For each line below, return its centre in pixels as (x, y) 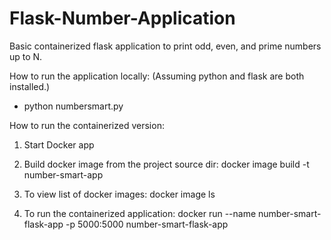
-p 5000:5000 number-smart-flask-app (147, 224)
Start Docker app (59, 144)
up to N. (26, 56)
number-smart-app (63, 174)
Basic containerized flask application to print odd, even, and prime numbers (165, 46)
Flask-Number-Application (122, 18)
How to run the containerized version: (87, 125)
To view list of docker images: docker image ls (119, 194)
